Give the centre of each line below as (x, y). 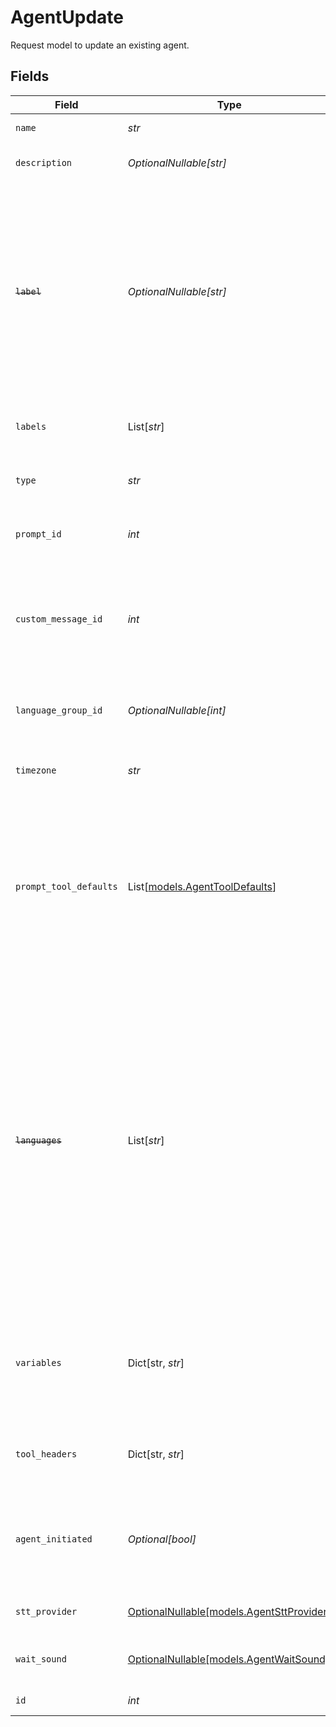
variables (38, 1362)
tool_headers (46, 1454)
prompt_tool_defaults (66, 886)
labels (31, 426)
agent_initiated (54, 1539)
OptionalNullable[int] (177, 710)
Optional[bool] (162, 1539)
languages (38, 1140)
